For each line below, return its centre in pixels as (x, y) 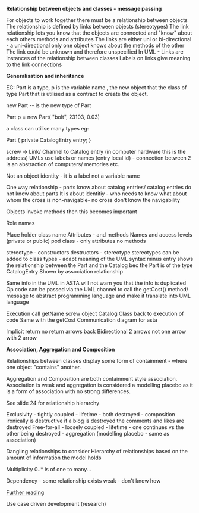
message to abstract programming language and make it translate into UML (99, 296)
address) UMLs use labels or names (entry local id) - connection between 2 (99, 158)
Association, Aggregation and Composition (61, 349)
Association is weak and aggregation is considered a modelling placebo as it (100, 385)
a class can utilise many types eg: (48, 128)
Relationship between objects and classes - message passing (84, 9)
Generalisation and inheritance (45, 76)
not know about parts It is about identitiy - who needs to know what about (97, 194)
